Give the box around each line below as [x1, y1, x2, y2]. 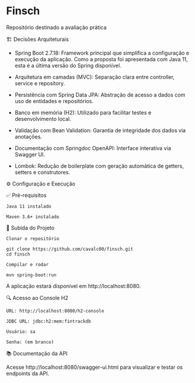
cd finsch [6, 251, 31, 257]
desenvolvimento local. [14, 115, 71, 122]
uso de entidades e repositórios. [14, 97, 93, 104]
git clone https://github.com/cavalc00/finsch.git [6, 246, 134, 252]
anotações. [14, 133, 43, 140]
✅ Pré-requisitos [6, 191, 47, 199]
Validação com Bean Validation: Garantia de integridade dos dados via [14, 126, 186, 134]
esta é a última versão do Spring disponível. [14, 62, 122, 69]
